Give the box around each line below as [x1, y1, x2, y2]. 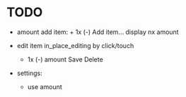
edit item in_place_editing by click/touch [16, 41, 134, 50]
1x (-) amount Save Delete [27, 55, 103, 64]
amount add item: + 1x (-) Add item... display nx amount [16, 28, 179, 36]
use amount [27, 82, 63, 91]
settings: [16, 69, 43, 77]
